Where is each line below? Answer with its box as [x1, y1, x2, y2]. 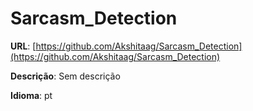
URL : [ [10, 40, 37, 52]
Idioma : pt [10, 89, 53, 101]
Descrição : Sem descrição [10, 70, 121, 82]
